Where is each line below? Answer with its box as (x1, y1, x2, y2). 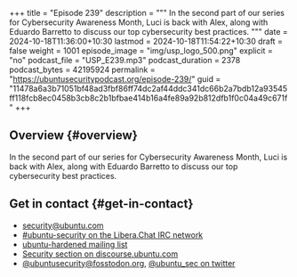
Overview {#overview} (9, 128, 138, 143)
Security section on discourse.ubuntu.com (21, 248, 179, 259)
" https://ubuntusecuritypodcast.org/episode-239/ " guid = (9, 74, 221, 84)
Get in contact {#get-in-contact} (9, 196, 194, 212)
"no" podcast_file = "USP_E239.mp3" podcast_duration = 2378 (9, 55, 241, 65)
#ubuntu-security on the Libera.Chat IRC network (21, 229, 204, 240)
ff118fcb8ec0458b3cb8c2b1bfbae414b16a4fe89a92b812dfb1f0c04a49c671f (9, 93, 288, 103)
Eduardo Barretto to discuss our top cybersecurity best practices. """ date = (9, 27, 289, 37)
